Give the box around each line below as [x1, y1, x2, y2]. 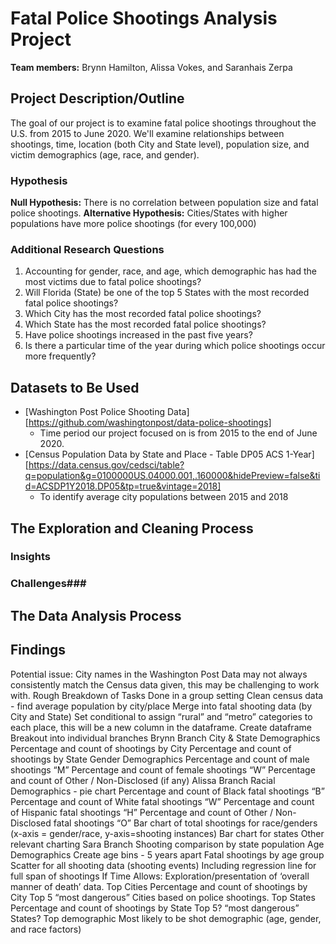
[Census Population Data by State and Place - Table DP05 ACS [24, 448, 284, 461]
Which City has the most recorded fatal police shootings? [24, 308, 262, 320]
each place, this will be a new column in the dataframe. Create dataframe [10, 721, 312, 733]
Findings [10, 642, 67, 659]
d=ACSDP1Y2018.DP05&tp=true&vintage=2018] [24, 480, 222, 492]
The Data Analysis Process [10, 607, 182, 624]
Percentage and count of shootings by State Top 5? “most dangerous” [10, 902, 300, 914]
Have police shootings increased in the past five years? [24, 329, 253, 341]
